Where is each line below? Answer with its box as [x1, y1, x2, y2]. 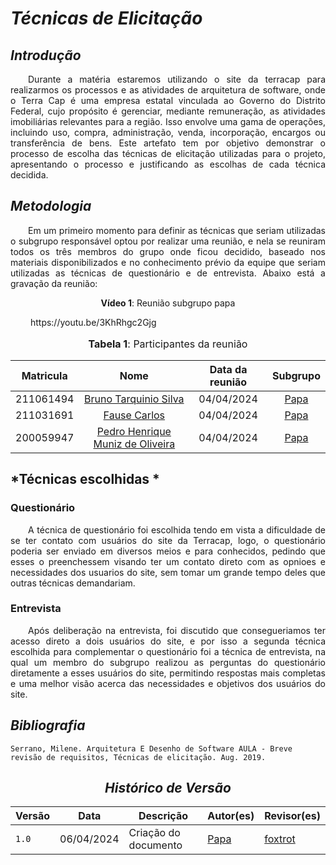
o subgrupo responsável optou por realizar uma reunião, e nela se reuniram [10, 235, 326, 247]
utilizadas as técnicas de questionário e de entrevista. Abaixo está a [10, 267, 326, 279]
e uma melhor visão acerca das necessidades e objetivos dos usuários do [10, 677, 326, 689]
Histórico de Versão [104, 780, 232, 796]
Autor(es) [207, 809, 255, 823]
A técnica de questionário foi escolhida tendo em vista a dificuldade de [28, 523, 326, 536]
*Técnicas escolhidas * [10, 471, 160, 488]
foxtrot [264, 832, 296, 846]
